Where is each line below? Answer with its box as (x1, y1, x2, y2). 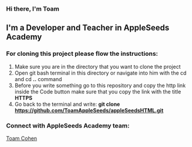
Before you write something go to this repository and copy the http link (14, 82, 186, 89)
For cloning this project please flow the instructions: (6, 49, 159, 58)
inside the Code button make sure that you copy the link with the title (14, 88, 181, 95)
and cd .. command (14, 75, 62, 82)
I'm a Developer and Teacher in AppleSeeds (6, 23, 170, 33)
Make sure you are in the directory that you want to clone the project (14, 63, 181, 70)
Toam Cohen (6, 135, 37, 142)
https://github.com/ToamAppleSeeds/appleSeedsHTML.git (14, 106, 164, 113)
